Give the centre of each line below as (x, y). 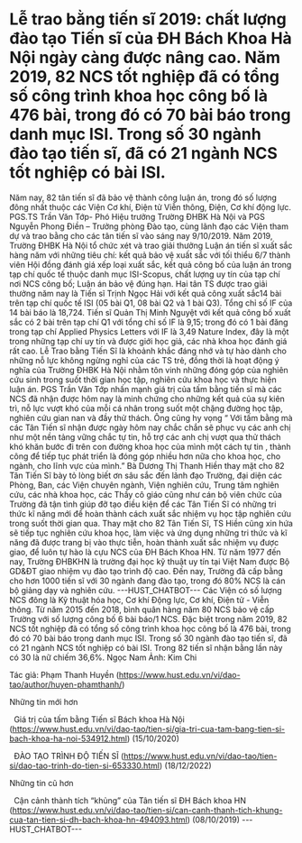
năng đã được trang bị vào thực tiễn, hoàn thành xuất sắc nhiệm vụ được (144, 542)
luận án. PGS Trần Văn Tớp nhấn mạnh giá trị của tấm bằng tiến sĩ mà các (146, 389)
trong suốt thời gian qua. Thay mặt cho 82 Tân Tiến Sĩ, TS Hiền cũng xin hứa (151, 523)
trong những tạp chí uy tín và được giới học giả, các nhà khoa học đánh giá (148, 341)
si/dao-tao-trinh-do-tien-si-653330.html (85, 765)
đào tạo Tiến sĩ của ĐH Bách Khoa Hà (151, 38)
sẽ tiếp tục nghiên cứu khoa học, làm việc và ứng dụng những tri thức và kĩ (148, 533)
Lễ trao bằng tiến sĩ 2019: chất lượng (148, 19)
